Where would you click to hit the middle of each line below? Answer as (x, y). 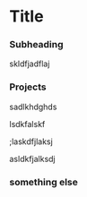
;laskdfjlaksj (31, 141)
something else (44, 182)
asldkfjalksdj (32, 158)
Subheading (37, 45)
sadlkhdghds (33, 107)
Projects (28, 87)
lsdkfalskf (27, 124)
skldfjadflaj (30, 64)
